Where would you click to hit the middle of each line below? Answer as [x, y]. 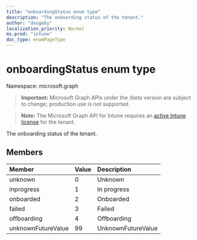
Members [25, 153]
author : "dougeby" [29, 23]
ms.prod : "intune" [29, 34]
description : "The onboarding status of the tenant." [75, 17]
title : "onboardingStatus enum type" [53, 12]
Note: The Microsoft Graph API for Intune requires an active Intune [103, 115]
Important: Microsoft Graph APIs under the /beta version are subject [106, 97]
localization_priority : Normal [45, 28]
